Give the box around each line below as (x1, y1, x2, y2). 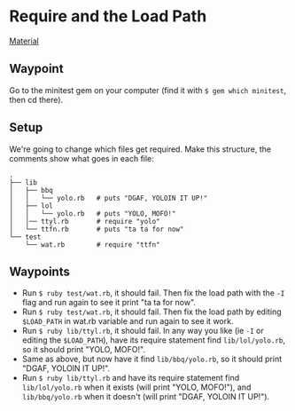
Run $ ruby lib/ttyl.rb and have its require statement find (21, 373, 240, 383)
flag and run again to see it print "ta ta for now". (21, 297, 197, 308)
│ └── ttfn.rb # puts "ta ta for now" (9, 225, 184, 233)
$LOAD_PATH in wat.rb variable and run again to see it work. (21, 316, 234, 327)
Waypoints (9, 264, 71, 279)
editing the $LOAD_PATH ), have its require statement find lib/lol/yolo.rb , (21, 335, 286, 345)
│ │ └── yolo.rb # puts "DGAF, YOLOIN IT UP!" (9, 194, 208, 202)
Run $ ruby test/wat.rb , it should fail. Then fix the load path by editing (21, 306, 282, 317)
